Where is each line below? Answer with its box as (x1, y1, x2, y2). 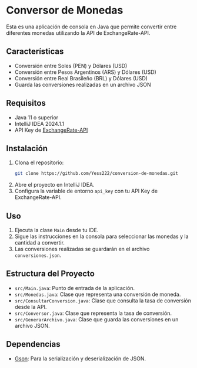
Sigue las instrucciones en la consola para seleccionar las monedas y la (14, 233, 189, 240)
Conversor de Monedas (6, 4, 123, 17)
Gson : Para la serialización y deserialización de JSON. (14, 355, 146, 362)
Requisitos (6, 98, 46, 108)
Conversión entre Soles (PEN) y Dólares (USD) (14, 62, 128, 69)
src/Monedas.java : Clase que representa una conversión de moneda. (14, 291, 181, 298)
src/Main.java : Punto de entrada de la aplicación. (14, 284, 135, 291)
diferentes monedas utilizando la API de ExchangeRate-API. (6, 29, 151, 36)
